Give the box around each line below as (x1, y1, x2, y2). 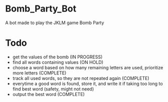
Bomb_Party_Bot (5, 3, 77, 15)
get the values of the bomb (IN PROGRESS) (12, 54, 103, 60)
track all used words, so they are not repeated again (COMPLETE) (12, 75, 150, 81)
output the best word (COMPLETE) (12, 91, 85, 97)
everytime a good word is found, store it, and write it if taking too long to (12, 80, 163, 86)
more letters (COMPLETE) (12, 70, 67, 76)
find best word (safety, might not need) (12, 86, 94, 92)
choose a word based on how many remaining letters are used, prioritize (12, 64, 163, 70)
